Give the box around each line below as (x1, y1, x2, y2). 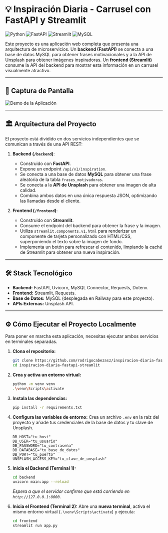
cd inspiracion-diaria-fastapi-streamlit (12, 363, 100, 368)
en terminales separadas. (5, 338, 57, 344)
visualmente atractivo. (5, 67, 51, 73)
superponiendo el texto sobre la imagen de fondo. (19, 238, 123, 244)
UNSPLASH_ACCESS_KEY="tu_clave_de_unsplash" (12, 456, 107, 461)
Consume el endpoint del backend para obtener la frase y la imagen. (19, 222, 161, 229)
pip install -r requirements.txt (12, 405, 82, 410)
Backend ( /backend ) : (12, 150, 55, 156)
